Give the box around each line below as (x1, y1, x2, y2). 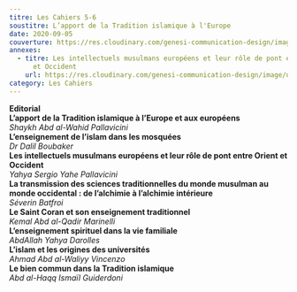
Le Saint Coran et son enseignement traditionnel (9, 206, 191, 217)
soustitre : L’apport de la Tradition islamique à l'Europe (9, 21, 232, 30)
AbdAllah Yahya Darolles (9, 234, 100, 245)
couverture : (9, 37, 53, 47)
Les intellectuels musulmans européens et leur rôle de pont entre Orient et (9, 150, 288, 160)
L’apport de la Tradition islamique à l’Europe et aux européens (9, 112, 240, 123)
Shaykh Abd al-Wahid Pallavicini (9, 121, 128, 133)
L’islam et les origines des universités (9, 244, 150, 255)
